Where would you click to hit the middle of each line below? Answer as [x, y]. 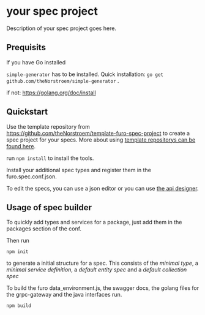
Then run [18, 241]
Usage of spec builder [49, 207]
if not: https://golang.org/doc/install [51, 93]
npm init [17, 252]
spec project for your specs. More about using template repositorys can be [101, 140]
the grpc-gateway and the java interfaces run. [64, 295]
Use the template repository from [48, 126]
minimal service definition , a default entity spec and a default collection [97, 270]
